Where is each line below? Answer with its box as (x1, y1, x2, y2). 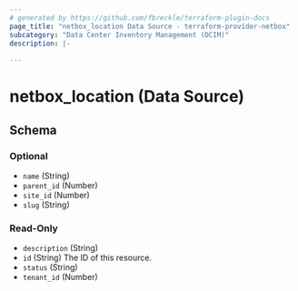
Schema (9, 122, 57, 137)
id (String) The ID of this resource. (22, 252, 153, 264)
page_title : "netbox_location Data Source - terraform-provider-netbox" (9, 22, 291, 31)
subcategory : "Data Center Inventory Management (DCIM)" (9, 30, 230, 39)
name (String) (22, 170, 70, 181)
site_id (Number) (22, 190, 91, 200)
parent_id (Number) (22, 180, 98, 191)
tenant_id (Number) (22, 272, 98, 283)
